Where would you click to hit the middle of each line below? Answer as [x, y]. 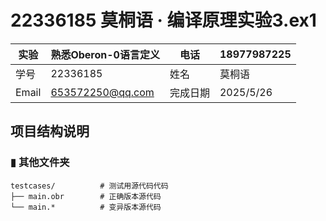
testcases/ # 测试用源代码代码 [89, 186]
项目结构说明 [50, 131]
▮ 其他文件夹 [40, 163]
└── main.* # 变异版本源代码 [86, 207]
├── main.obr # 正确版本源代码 [86, 196]
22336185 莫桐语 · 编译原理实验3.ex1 [163, 20]
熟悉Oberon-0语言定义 [105, 54]
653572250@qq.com [102, 92]
